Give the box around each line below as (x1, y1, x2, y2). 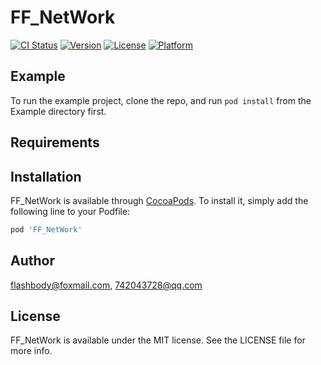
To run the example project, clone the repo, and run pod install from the (10, 94, 312, 106)
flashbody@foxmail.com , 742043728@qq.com (10, 279, 203, 291)
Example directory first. (10, 105, 107, 117)
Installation (10, 168, 82, 185)
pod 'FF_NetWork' (10, 224, 83, 235)
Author (10, 252, 55, 270)
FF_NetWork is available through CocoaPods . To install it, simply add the (10, 194, 309, 206)
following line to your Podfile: (10, 205, 131, 217)
